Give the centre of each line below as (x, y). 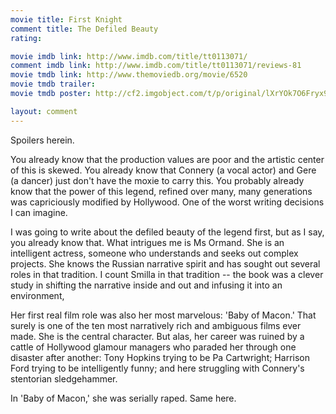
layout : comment (44, 111)
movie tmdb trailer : (53, 84)
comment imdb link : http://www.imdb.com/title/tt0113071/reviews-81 (156, 66)
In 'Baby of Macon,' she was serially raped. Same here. (123, 398)
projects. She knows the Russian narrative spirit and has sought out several (165, 263)
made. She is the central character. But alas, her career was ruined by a (157, 336)
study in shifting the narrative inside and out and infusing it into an (146, 285)
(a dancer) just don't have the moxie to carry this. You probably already (157, 180)
